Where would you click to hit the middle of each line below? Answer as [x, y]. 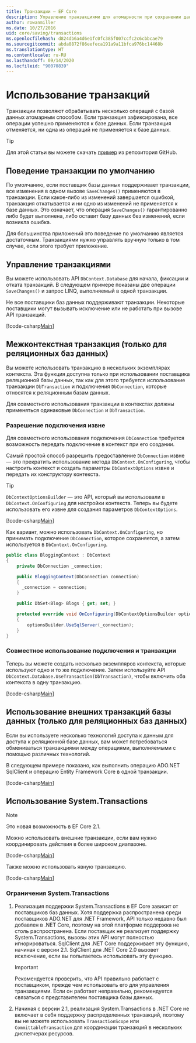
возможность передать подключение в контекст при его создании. [90, 444]
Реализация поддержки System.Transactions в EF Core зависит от [96, 906]
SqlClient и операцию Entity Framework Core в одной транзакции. [87, 771]
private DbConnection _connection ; [60, 566]
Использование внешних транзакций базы [89, 712]
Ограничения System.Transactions [58, 893]
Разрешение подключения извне [56, 425]
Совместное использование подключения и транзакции [91, 651]
